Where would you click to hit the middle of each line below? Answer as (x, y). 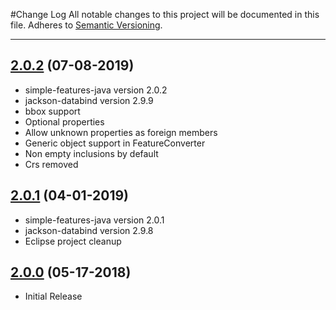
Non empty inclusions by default (91, 153)
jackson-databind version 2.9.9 (89, 100)
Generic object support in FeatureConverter (115, 143)
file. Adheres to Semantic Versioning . (86, 25)
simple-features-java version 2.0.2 (96, 90)
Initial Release (53, 296)
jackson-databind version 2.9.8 (89, 230)
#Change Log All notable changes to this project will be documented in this (165, 14)
